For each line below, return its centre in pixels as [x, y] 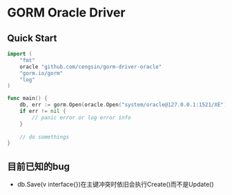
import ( [20, 54]
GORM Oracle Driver [66, 13]
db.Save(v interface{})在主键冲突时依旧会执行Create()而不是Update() [115, 185]
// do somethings [45, 137]
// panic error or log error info [81, 117]
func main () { [28, 99]
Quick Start [32, 38]
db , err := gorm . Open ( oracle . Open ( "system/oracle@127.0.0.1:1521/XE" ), [125, 105]
